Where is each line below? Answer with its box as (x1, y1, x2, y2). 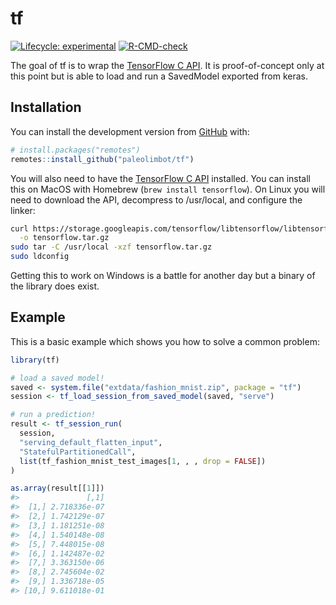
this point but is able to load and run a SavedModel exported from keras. (10, 70, 309, 82)
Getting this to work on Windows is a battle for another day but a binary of (10, 270, 316, 281)
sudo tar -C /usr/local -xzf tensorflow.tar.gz (10, 242, 213, 252)
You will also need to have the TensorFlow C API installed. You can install (10, 172, 311, 184)
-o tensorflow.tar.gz (19, 233, 110, 243)
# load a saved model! (10, 373, 105, 383)
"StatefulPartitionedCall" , (19, 447, 137, 457)
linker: (10, 204, 36, 216)
